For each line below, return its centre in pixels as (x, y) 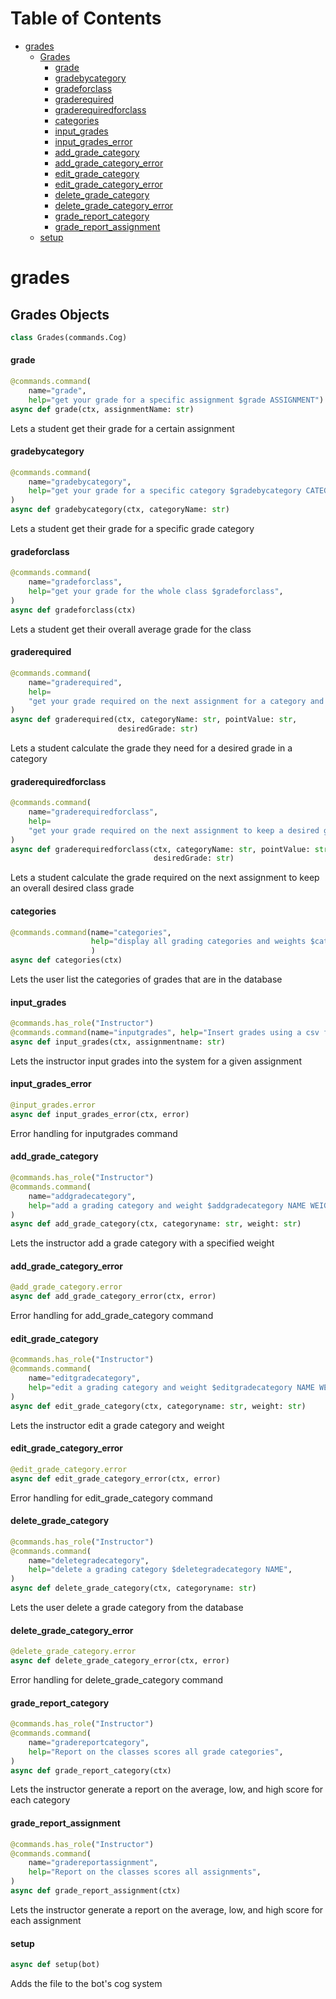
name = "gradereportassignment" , (93, 1863)
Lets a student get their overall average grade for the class (131, 629)
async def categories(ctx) (66, 960)
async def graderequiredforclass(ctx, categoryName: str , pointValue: (160, 849)
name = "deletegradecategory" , (89, 1560)
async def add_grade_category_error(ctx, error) (113, 1297)
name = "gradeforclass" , (75, 582)
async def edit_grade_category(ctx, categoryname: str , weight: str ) (158, 1406)
